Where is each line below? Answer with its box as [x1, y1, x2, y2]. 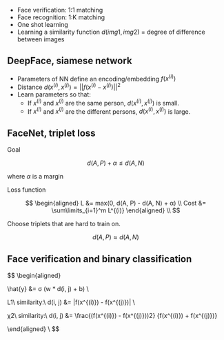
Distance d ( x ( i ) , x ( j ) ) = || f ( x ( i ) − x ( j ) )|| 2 [17, 82, 121, 92]
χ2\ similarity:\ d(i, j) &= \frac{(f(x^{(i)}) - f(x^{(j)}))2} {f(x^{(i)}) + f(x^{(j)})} [7, 312, 218, 320]
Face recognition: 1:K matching [17, 13, 105, 21]
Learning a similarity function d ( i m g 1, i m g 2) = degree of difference [17, 28, 205, 36]
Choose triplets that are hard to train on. [7, 220, 121, 228]
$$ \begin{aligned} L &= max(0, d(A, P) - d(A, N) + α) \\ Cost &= [25, 199, 207, 208]
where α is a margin [7, 172, 64, 181]
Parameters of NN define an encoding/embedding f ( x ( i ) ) [17, 73, 176, 83]
